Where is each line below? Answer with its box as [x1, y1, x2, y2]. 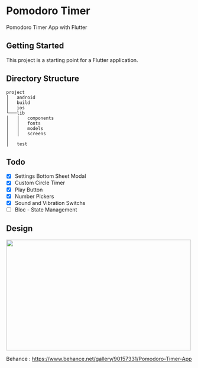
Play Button [14, 186, 43, 193]
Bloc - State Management [14, 206, 77, 213]
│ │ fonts [6, 120, 41, 126]
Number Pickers [14, 193, 54, 200]
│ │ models [6, 125, 44, 131]
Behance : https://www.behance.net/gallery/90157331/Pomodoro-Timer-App [6, 355, 192, 362]
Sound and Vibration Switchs [14, 199, 86, 206]
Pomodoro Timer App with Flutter [6, 24, 87, 31]
